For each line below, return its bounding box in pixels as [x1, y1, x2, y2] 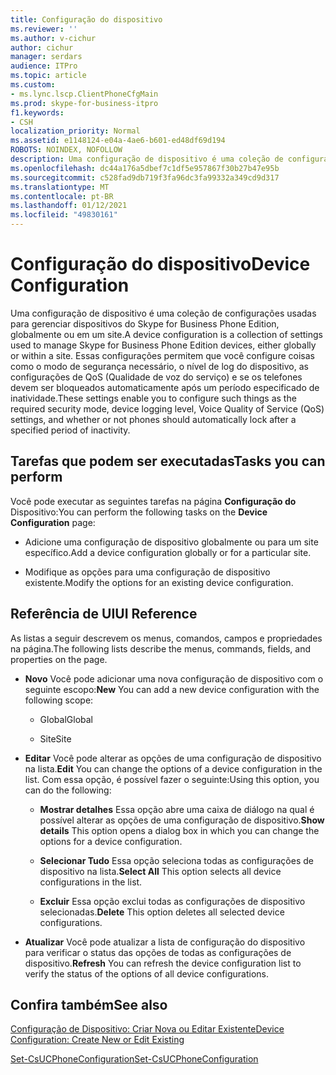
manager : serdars [10, 52, 83, 62]
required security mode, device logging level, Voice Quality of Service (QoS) [10, 402, 325, 415]
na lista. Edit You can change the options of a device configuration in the [24, 762, 323, 775]
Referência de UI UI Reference [10, 606, 198, 623]
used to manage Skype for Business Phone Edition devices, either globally [10, 339, 317, 351]
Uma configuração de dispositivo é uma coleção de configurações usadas [10, 307, 317, 319]
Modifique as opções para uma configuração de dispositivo [24, 566, 271, 578]
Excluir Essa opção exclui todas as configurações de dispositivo [39, 895, 306, 907]
